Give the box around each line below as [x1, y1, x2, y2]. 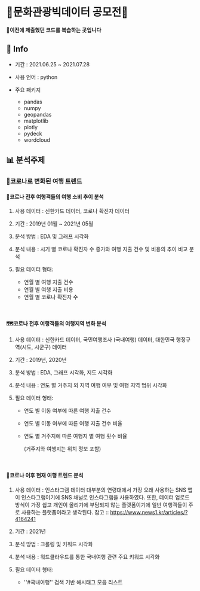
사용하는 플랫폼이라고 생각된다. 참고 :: [21, 508, 109, 516]
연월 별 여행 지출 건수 [23, 279, 73, 286]
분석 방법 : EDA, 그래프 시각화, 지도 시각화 [14, 369, 113, 376]
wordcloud [23, 136, 51, 144]
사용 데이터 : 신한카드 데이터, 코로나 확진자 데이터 [14, 208, 130, 215]
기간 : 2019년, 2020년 [14, 357, 67, 364]
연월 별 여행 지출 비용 [23, 286, 73, 293]
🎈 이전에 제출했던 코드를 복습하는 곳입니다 [6, 26, 101, 33]
